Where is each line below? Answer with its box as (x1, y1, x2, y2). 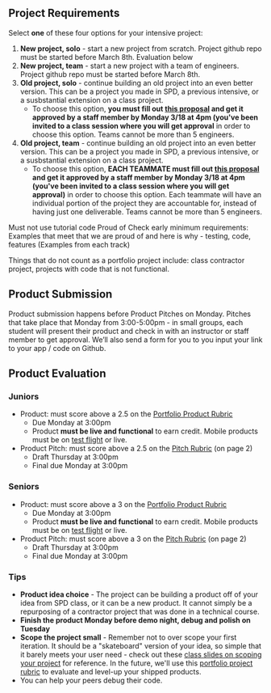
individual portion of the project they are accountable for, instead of (31, 198, 257, 208)
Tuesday (19, 623, 51, 633)
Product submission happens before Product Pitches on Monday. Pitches (8, 309, 252, 319)
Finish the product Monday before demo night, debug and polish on (19, 615, 252, 625)
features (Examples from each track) (8, 239, 131, 249)
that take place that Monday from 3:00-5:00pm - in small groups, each (8, 317, 244, 327)
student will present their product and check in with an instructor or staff (8, 326, 249, 336)
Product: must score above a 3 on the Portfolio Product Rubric (19, 499, 227, 509)
